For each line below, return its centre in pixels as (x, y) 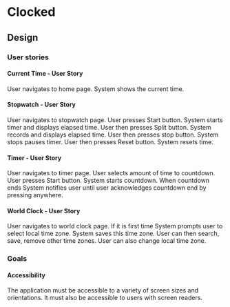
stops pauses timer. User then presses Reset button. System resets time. (110, 141)
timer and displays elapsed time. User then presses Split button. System (109, 127)
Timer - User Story (34, 158)
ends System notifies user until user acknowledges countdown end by (107, 188)
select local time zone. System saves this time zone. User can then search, (113, 234)
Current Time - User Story (45, 74)
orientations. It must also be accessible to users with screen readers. (105, 298)
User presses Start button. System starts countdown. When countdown (108, 181)
